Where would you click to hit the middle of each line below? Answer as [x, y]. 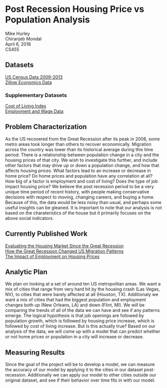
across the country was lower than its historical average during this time [79, 149]
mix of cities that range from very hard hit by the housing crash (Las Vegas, [83, 289]
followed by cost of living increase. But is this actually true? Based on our [80, 326]
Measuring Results [35, 352]
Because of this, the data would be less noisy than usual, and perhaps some [83, 202]
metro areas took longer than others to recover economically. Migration [78, 144]
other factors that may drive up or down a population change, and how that [82, 165]
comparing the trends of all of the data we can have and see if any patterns [83, 310]
